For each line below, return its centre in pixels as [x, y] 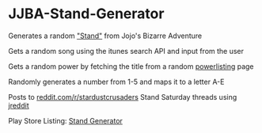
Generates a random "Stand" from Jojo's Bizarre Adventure [105, 36]
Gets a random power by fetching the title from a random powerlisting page [131, 66]
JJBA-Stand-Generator [86, 14]
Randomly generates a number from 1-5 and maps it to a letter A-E [116, 82]
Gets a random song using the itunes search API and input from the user [126, 51]
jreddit [19, 105]
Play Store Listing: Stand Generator [65, 120]
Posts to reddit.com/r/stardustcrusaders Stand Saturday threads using [123, 97]
